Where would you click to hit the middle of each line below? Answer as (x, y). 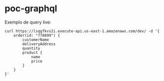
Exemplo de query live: (28, 22)
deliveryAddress (39, 44)
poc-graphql (31, 9)
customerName (36, 40)
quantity (31, 48)
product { (32, 53)
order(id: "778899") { (37, 35)
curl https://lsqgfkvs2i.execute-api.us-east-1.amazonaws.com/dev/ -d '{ (82, 31)
